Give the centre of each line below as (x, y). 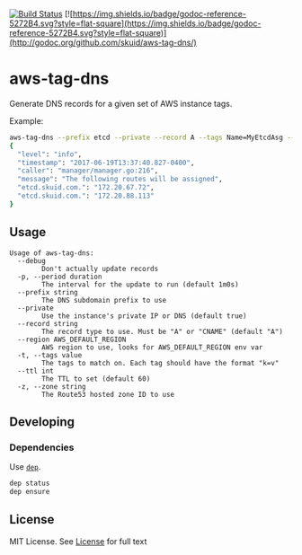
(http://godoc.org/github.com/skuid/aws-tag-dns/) (103, 42)
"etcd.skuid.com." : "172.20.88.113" (86, 196)
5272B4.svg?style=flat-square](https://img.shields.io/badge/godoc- (135, 23)
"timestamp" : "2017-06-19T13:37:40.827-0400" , (106, 163)
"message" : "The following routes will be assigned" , (120, 180)
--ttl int (36, 371)
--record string (48, 323)
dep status (30, 484)
